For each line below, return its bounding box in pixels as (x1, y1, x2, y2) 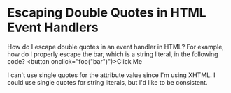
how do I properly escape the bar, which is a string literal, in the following (7, 50, 218, 58)
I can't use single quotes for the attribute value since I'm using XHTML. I (7, 71, 216, 79)
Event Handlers (7, 19, 99, 35)
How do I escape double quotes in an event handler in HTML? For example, (7, 42, 224, 51)
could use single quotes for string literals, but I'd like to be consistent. (7, 78, 208, 86)
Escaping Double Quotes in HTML (7, 5, 206, 21)
